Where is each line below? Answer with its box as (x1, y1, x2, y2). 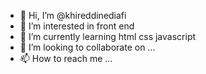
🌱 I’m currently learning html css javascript (19, 31, 197, 42)
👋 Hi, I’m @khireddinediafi (19, 10, 127, 21)
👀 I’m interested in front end (19, 20, 135, 32)
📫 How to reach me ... (19, 53, 113, 64)
